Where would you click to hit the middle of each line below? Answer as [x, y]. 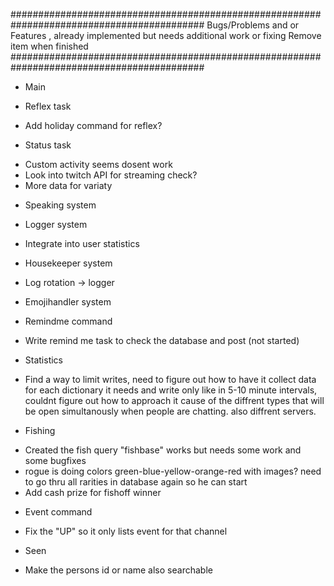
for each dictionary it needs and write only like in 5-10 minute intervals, [171, 390]
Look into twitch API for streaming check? [111, 175]
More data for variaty [68, 185]
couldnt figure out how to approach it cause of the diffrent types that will [174, 400]
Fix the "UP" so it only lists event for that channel [126, 531]
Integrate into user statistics [82, 243]
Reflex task [48, 106]
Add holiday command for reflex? [93, 125]
